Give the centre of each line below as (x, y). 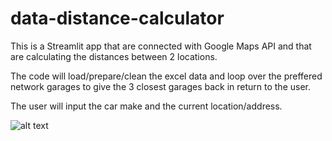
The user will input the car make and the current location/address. (146, 106)
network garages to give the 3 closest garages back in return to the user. (161, 86)
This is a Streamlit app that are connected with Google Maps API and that (161, 46)
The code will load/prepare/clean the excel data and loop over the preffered (166, 76)
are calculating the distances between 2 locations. (114, 56)
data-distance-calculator (117, 18)
